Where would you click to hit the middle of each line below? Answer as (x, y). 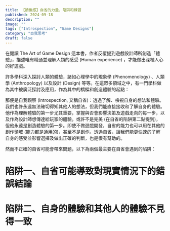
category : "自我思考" (27, 33)
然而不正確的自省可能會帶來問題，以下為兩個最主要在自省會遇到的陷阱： (80, 149)
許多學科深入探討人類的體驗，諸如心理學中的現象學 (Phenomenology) (78, 76)
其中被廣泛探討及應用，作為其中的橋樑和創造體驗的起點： (69, 89)
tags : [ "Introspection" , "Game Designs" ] (50, 29)
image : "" (16, 24)
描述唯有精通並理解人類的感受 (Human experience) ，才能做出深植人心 (90, 59)
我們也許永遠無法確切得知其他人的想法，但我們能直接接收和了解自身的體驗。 (85, 106)
